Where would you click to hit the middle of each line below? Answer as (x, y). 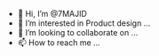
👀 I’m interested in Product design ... (84, 23)
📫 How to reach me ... (59, 43)
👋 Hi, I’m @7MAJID (52, 14)
